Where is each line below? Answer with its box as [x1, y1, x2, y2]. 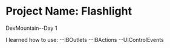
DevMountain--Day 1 [5, 24, 57, 32]
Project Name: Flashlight [5, 4, 132, 18]
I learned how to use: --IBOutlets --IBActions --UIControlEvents [5, 36, 164, 43]
